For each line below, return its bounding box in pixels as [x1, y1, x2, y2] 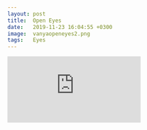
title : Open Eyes [7, 17, 62, 24]
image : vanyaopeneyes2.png [7, 30, 91, 37]
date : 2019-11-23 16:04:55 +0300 [7, 23, 113, 30]
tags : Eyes [7, 37, 46, 44]
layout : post [7, 10, 46, 18]
